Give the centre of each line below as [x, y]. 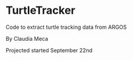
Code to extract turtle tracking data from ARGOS [66, 27]
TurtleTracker [40, 10]
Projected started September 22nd [49, 50]
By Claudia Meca [27, 38]
